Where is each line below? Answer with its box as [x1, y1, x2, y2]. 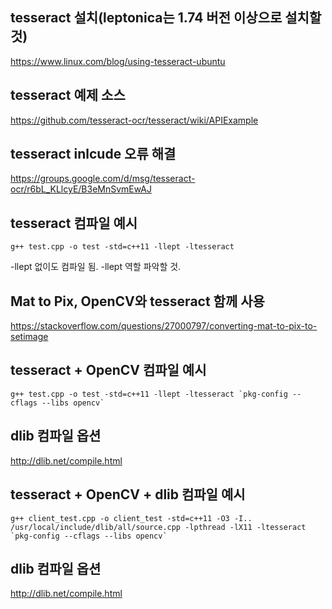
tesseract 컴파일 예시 [10, 214, 138, 232]
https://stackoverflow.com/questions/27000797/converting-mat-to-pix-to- [10, 320, 318, 332]
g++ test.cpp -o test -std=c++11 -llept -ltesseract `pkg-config [10, 389, 288, 399]
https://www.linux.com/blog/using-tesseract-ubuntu [10, 55, 226, 67]
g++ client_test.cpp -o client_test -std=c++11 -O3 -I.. [10, 513, 253, 523]
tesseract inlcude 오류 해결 [10, 146, 177, 163]
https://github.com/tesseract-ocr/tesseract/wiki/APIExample [10, 114, 259, 126]
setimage [10, 331, 49, 343]
